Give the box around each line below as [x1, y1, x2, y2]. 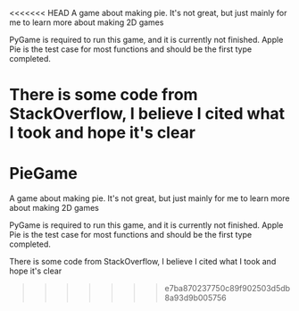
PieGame [9, 164, 78, 184]
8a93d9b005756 [164, 292, 227, 303]
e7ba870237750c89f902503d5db [164, 283, 291, 294]
